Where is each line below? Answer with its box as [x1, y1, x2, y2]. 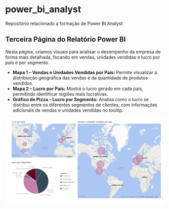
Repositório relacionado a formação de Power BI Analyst [5, 20, 123, 26]
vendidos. [12, 80, 34, 86]
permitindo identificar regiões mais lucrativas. [12, 91, 108, 97]
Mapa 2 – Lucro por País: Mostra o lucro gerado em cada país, [12, 85, 144, 92]
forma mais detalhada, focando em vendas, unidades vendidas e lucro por [5, 54, 160, 60]
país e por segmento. [5, 59, 50, 66]
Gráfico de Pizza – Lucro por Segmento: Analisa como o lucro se [12, 96, 149, 102]
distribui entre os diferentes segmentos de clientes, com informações [12, 102, 158, 108]
